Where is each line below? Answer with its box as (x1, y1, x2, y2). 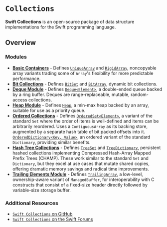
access (12, 96, 27, 102)
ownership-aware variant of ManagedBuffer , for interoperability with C (12, 176, 155, 182)
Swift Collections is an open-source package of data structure (5, 18, 135, 24)
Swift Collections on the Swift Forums (12, 216, 93, 222)
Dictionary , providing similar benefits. (12, 139, 91, 145)
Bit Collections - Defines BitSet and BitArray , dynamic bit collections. (12, 80, 158, 86)
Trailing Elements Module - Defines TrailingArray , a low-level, (12, 171, 143, 177)
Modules (5, 53, 27, 60)
